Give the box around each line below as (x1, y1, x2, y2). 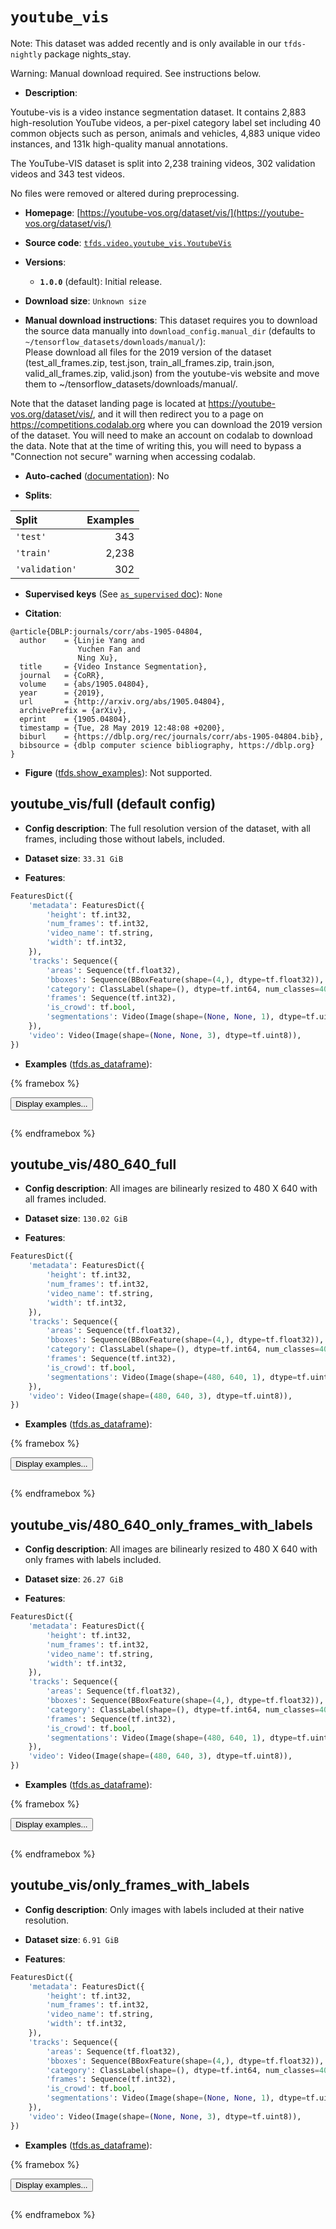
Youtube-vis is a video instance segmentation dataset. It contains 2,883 (10, 106, 307, 118)
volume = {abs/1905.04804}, (19, 679, 150, 689)
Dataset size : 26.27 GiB (24, 1573, 124, 1585)
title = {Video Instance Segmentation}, (19, 661, 208, 672)
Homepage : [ (24, 206, 81, 218)
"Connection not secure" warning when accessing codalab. (10, 450, 256, 462)
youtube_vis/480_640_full (10, 1156, 177, 1173)
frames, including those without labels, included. (24, 833, 226, 845)
